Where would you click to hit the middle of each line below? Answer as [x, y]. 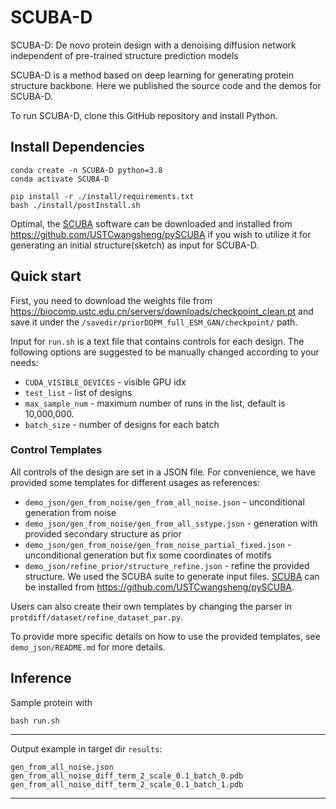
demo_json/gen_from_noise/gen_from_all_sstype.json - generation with [171, 523]
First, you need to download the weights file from [111, 300]
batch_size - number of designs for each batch [122, 424]
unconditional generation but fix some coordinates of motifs [148, 555]
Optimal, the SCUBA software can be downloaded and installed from [151, 223]
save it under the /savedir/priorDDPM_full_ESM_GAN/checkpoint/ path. [154, 322]
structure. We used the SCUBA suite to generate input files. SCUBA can [172, 576]
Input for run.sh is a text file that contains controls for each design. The [157, 341]
